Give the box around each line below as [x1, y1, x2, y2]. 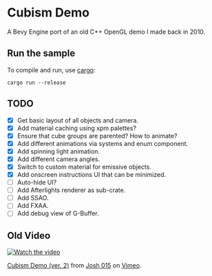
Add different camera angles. [17, 155, 100, 163]
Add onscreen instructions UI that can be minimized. [17, 171, 167, 178]
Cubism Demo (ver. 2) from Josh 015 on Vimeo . [7, 262, 142, 270]
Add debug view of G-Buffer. [17, 209, 100, 217]
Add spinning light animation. [17, 147, 100, 156]
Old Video [7, 229, 51, 242]
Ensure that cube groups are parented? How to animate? [17, 131, 178, 140]
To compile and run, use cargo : [7, 65, 96, 74]
